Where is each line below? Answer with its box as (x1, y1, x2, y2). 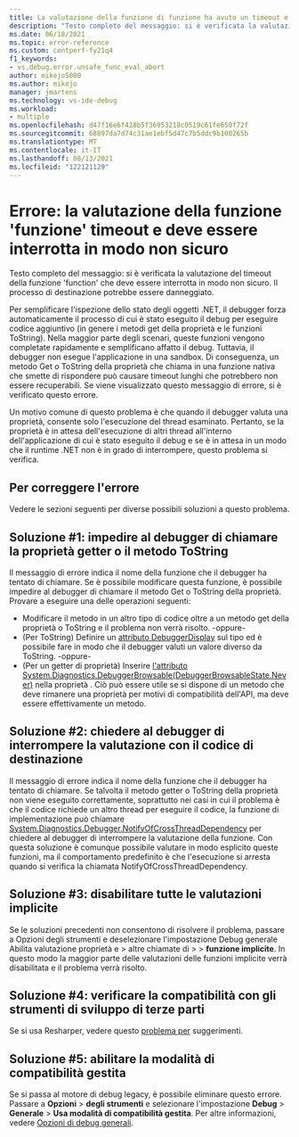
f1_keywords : (9, 54, 58, 63)
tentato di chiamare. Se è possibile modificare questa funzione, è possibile (9, 576, 283, 587)
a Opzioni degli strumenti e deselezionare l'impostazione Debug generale (9, 934, 279, 944)
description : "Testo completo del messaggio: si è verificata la (9, 21, 256, 30)
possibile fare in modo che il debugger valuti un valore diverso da (21, 641, 263, 652)
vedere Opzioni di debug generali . (9, 1117, 133, 1128)
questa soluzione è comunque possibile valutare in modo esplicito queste (9, 842, 279, 853)
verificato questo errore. (9, 390, 99, 400)
